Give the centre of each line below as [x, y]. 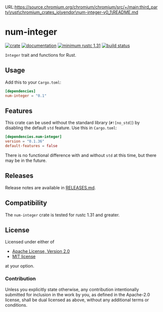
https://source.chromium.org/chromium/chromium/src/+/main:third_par [86, 7]
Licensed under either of [30, 242]
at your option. [20, 266]
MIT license [24, 257]
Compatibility [26, 203]
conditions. [16, 305]
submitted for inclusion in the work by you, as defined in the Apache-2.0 [77, 294]
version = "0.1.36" [25, 141]
